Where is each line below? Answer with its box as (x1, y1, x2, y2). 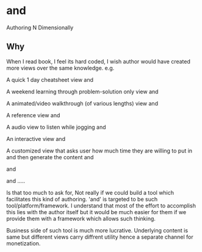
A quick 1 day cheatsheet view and (6, 76, 93, 83)
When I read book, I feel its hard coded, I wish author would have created (6, 57, 191, 65)
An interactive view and (6, 135, 66, 142)
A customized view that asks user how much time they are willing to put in (6, 147, 193, 154)
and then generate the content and (6, 153, 94, 160)
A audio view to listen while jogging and (6, 123, 106, 131)
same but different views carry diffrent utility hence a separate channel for (6, 233, 193, 240)
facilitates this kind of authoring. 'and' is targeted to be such (6, 195, 157, 203)
